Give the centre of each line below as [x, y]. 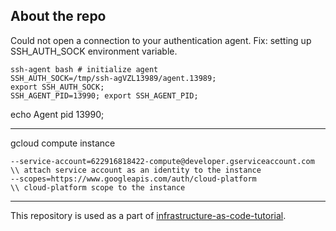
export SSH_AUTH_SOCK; [57, 87]
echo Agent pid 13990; [57, 114]
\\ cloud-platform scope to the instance [98, 187]
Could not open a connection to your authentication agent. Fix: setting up [161, 40]
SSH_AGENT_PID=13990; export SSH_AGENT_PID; [104, 95]
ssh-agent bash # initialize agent [84, 69]
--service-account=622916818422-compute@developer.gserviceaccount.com [162, 161]
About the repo [58, 16]
